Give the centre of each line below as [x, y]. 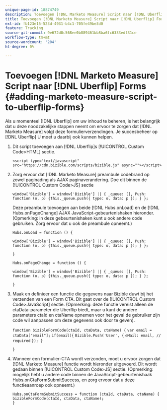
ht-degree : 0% [20, 47]
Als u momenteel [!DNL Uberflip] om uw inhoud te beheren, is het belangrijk [83, 121]
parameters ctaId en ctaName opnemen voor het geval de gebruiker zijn [86, 315]
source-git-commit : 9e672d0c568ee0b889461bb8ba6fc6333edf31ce [71, 33]
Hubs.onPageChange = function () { [49, 263]
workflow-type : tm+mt [28, 38]
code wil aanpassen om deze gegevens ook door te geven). [74, 320]
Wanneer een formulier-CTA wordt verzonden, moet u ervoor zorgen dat [86, 358]
